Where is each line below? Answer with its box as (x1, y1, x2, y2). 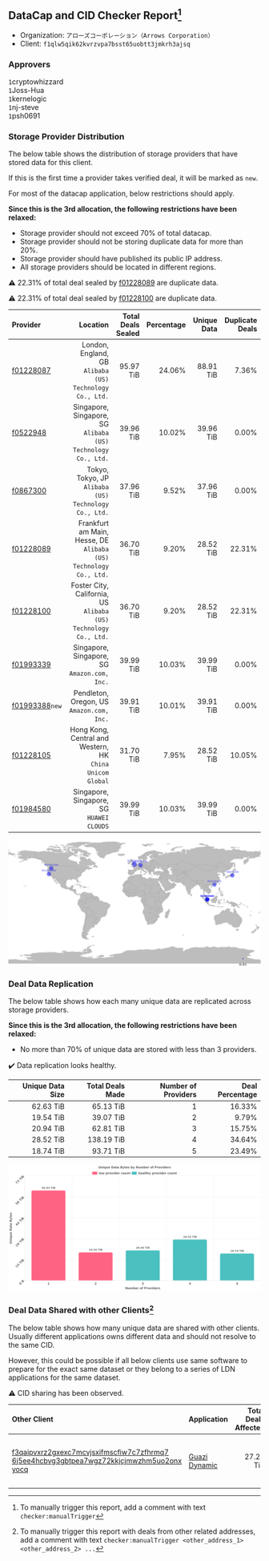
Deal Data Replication (8, 978, 94, 989)
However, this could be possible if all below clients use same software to (8, 1355, 248, 1365)
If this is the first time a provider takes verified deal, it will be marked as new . (8, 173, 259, 183)
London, (82, 340, 110, 350)
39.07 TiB (91, 1112, 126, 1122)
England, (79, 349, 110, 358)
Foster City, (70, 580, 110, 590)
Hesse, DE (74, 535, 110, 544)
